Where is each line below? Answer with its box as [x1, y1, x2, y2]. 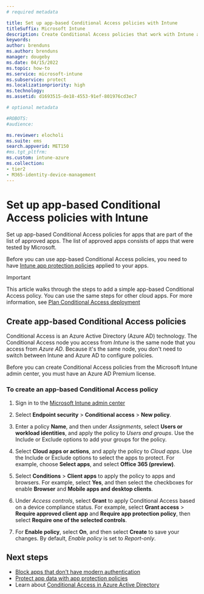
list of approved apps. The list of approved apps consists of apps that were [6, 237, 194, 245]
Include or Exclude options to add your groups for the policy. [15, 436, 167, 443]
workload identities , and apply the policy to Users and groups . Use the [15, 429, 194, 436]
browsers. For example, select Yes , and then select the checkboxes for [15, 478, 193, 486]
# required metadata [6, 9, 59, 15]
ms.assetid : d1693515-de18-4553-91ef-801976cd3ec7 [6, 94, 137, 100]
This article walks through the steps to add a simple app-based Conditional [6, 285, 194, 293]
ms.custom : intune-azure [6, 155, 69, 161]
